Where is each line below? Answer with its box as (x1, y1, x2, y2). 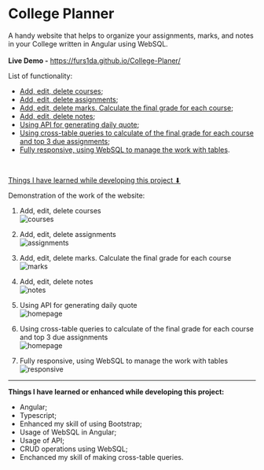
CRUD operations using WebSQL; (19, 444, 128, 453)
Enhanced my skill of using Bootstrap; (19, 419, 143, 428)
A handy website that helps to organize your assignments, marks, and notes (8, 31, 254, 40)
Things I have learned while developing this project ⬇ (8, 175, 181, 185)
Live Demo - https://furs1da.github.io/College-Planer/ (8, 56, 181, 65)
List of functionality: (8, 71, 73, 80)
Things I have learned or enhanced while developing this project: (8, 387, 225, 396)
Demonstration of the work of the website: (8, 191, 145, 200)
